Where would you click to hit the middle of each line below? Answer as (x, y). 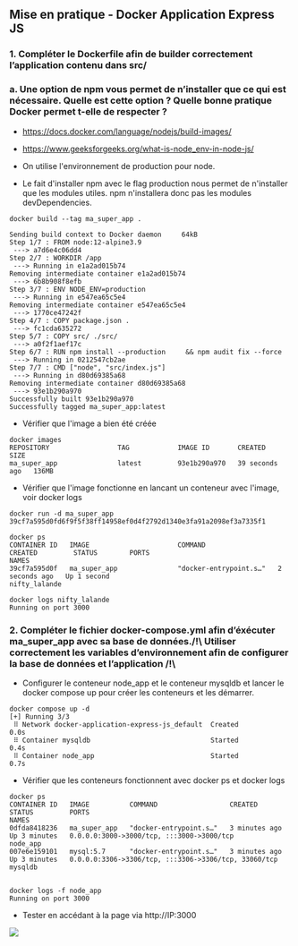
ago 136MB (31, 471)
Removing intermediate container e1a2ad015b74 (98, 273)
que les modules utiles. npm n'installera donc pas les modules (137, 192)
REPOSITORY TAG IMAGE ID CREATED (138, 447)
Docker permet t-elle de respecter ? (88, 112)
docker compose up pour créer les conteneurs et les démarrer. (138, 692)
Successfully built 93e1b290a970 (72, 399)
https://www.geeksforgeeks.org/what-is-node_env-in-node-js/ (138, 149)
